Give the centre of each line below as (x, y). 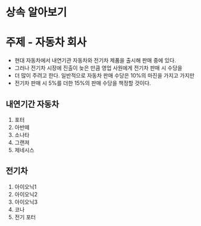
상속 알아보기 (36, 12)
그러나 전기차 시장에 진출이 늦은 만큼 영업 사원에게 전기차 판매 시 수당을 (98, 68)
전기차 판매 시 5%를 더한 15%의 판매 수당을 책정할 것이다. (83, 83)
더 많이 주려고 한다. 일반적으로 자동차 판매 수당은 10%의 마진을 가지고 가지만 (104, 76)
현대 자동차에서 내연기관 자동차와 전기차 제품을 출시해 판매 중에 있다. (95, 61)
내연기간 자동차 (32, 104)
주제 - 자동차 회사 (46, 42)
